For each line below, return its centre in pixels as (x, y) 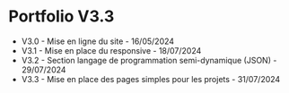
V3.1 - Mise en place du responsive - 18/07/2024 (111, 50)
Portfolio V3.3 (61, 17)
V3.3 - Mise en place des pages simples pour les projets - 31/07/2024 (151, 79)
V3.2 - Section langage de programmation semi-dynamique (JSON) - (149, 60)
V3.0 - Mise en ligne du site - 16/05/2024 (98, 41)
